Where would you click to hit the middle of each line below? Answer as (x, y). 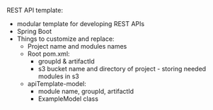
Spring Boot (34, 31)
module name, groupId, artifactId (86, 91)
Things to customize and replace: (65, 39)
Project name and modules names (77, 46)
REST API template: (35, 10)
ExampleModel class (68, 99)
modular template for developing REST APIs (81, 24)
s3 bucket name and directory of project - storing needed (122, 69)
